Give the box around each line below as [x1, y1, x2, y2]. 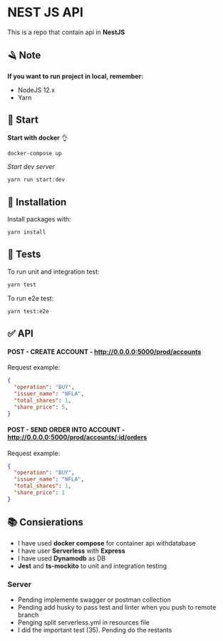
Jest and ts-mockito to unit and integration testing [17, 561, 167, 570]
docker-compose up [7, 150, 62, 157]
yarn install [7, 229, 46, 236]
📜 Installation [7, 196, 67, 208]
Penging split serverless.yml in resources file [17, 617, 150, 627]
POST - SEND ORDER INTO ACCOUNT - [7, 425, 125, 434]
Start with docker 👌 [7, 133, 68, 142]
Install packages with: [7, 215, 71, 224]
